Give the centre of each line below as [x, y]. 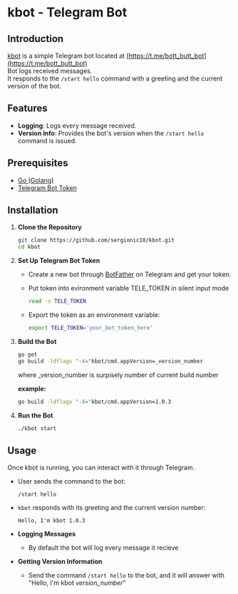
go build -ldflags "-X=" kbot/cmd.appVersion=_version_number [110, 361]
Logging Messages [47, 534]
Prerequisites [38, 163]
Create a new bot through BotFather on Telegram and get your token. [130, 274]
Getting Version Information [60, 562]
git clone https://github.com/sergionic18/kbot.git [96, 240]
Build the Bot [37, 341]
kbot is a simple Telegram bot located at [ [68, 56]
